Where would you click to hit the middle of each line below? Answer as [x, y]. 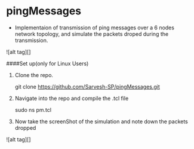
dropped [25, 127]
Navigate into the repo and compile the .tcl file [72, 98]
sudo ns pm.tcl [33, 110]
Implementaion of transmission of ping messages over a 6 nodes [95, 28]
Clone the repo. [34, 75]
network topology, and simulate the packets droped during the [92, 34]
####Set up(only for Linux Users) [47, 63]
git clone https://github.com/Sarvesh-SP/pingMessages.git [87, 86]
